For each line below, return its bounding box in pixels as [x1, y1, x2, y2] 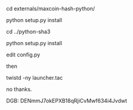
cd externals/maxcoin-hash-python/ [6, 5, 95, 12]
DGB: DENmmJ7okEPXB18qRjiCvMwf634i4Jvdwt [6, 98, 127, 104]
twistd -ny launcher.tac [6, 74, 63, 81]
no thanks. [6, 86, 32, 93]
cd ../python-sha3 [6, 28, 51, 35]
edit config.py [6, 51, 41, 58]
